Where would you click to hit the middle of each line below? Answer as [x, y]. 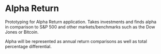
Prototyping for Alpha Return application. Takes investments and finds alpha [81, 22]
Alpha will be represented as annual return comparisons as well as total [76, 41]
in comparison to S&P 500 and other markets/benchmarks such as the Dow [80, 27]
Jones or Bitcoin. [22, 32]
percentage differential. [28, 46]
